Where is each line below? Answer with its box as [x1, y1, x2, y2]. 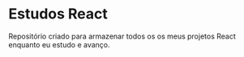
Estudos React [8, 5, 108, 23]
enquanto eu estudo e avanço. [8, 39, 110, 49]
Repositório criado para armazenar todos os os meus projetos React [8, 31, 237, 41]
